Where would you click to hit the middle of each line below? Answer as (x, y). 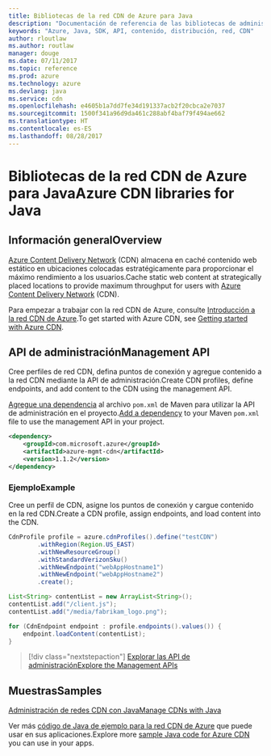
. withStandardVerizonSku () (83, 560)
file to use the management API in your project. (87, 422)
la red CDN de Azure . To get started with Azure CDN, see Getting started (128, 318)
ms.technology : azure (45, 83)
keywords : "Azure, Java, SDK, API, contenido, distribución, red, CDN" (131, 31)
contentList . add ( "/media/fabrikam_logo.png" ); (88, 611)
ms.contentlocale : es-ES (50, 129)
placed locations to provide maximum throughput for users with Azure (125, 285)
